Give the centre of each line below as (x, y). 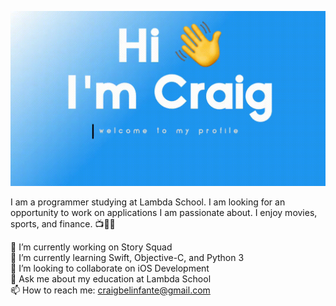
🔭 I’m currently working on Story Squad (91, 247)
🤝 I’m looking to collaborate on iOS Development (110, 268)
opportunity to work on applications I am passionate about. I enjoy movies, (164, 212)
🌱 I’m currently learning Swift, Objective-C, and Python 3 (127, 257)
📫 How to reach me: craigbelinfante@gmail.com (110, 290)
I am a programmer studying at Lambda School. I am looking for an (148, 202)
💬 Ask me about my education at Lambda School (111, 278)
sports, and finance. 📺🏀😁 (63, 223)
